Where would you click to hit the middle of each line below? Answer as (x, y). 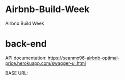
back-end (26, 44)
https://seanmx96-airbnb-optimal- (84, 58)
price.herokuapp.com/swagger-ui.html (46, 63)
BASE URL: (17, 73)
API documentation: (26, 58)
